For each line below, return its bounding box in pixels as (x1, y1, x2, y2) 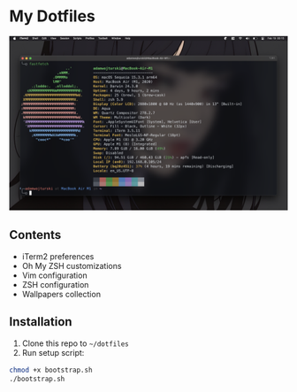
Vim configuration (21, 270, 88, 281)
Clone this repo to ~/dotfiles (21, 338, 130, 349)
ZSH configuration (21, 279, 89, 289)
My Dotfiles (9, 6, 95, 27)
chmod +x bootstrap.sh (9, 365, 93, 374)
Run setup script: (21, 347, 85, 357)
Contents (9, 227, 62, 242)
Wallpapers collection (21, 288, 102, 299)
